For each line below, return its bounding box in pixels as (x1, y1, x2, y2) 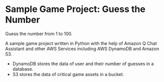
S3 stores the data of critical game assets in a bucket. (12, 71, 124, 77)
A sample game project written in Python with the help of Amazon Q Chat (5, 40, 157, 46)
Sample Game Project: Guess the (5, 3, 146, 15)
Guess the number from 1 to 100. (5, 30, 73, 36)
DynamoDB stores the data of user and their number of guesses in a (12, 60, 154, 66)
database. (12, 66, 34, 72)
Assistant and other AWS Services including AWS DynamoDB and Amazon (5, 45, 159, 51)
